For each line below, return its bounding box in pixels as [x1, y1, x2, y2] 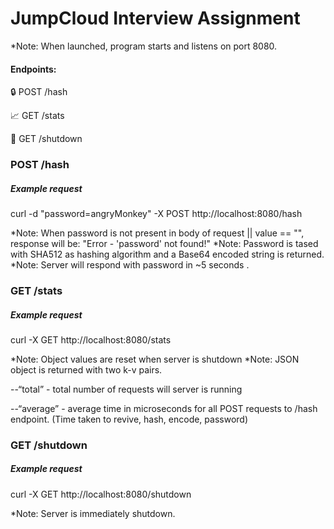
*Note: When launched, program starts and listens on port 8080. [10, 40, 278, 52]
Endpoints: [10, 63, 57, 75]
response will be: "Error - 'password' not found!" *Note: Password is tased [10, 238, 319, 250]
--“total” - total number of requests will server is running [10, 383, 243, 395]
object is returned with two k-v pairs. [10, 363, 163, 376]
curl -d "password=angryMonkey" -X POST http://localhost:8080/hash [10, 208, 303, 220]
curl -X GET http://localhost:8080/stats [10, 333, 172, 346]
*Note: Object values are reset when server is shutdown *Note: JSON [10, 353, 300, 365]
